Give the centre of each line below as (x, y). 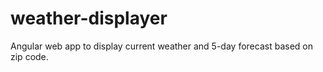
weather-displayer (89, 18)
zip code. (29, 56)
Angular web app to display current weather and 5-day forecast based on (161, 46)
